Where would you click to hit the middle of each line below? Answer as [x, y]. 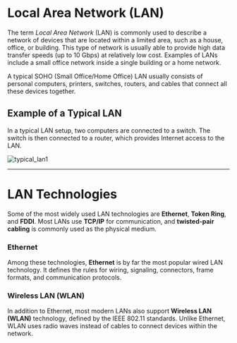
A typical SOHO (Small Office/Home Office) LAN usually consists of [105, 76]
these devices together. [42, 91]
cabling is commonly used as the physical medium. [82, 229]
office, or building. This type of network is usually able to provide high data [116, 47]
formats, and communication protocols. [65, 277]
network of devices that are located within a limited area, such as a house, [115, 40]
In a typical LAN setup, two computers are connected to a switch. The [109, 130]
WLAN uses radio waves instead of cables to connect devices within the [112, 326]
